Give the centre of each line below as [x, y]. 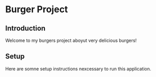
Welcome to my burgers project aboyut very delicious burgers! [71, 40]
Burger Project [37, 9]
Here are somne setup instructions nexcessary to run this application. [78, 69]
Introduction [25, 28]
